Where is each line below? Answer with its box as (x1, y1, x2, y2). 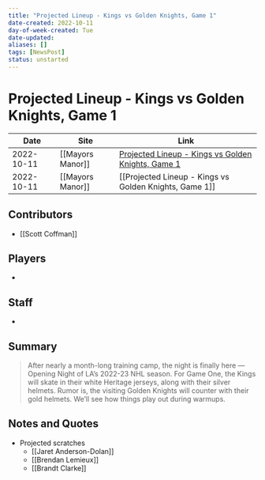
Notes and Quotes (8, 417, 99, 431)
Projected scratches (19, 438, 85, 448)
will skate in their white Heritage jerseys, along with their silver (27, 377, 231, 387)
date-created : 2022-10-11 (8, 19, 93, 27)
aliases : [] (8, 41, 47, 49)
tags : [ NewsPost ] (8, 48, 65, 56)
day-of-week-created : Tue (8, 26, 93, 34)
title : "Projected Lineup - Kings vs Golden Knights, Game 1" (8, 11, 217, 20)
